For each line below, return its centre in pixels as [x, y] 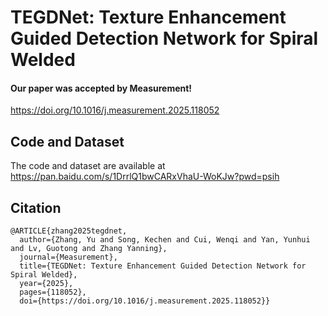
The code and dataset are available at [88, 166]
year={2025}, [46, 284]
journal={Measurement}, [68, 257]
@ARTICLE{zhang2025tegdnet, [69, 231]
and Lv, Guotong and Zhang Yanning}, [89, 249]
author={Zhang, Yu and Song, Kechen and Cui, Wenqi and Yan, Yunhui [165, 240]
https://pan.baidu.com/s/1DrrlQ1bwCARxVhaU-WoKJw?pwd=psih [145, 177]
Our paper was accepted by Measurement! [101, 88]
